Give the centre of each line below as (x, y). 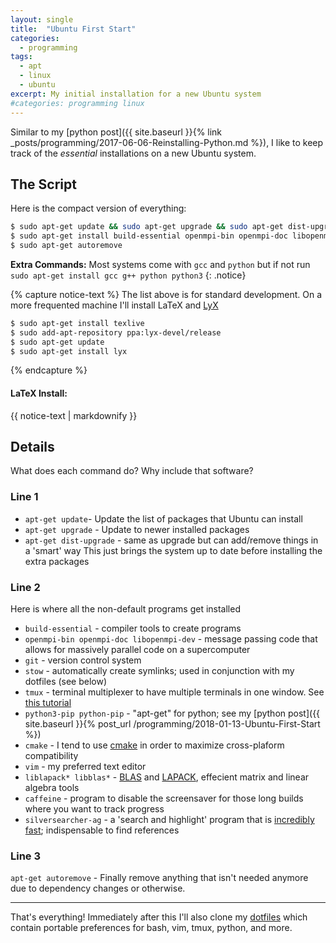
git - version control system (83, 660)
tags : (21, 57)
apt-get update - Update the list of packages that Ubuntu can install (163, 518)
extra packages (57, 561)
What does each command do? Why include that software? (132, 471)
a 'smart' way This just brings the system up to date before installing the (173, 550)
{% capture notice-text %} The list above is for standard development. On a (166, 294)
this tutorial (48, 703)
